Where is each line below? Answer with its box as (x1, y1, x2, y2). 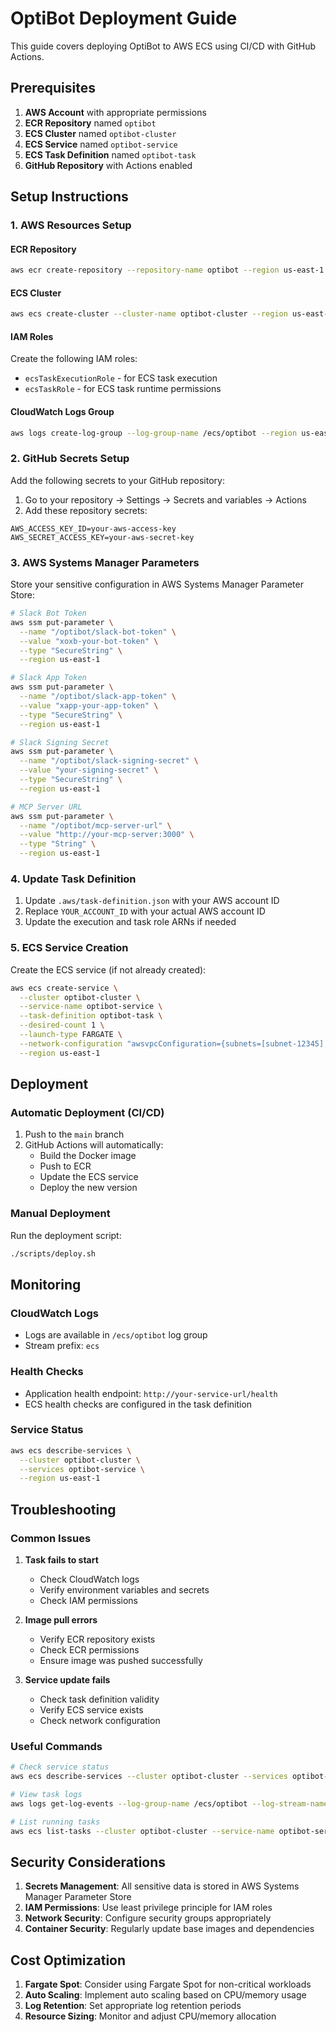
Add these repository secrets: (24, 504, 148, 516)
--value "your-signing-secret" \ (19, 765, 159, 776)
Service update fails (24, 1674, 111, 1686)
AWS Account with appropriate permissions (24, 106, 207, 118)
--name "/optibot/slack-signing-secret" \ (19, 756, 199, 766)
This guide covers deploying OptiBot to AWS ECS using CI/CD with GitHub (10, 40, 317, 52)
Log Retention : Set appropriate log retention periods (24, 2000, 242, 2012)
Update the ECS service (39, 1171, 139, 1183)
